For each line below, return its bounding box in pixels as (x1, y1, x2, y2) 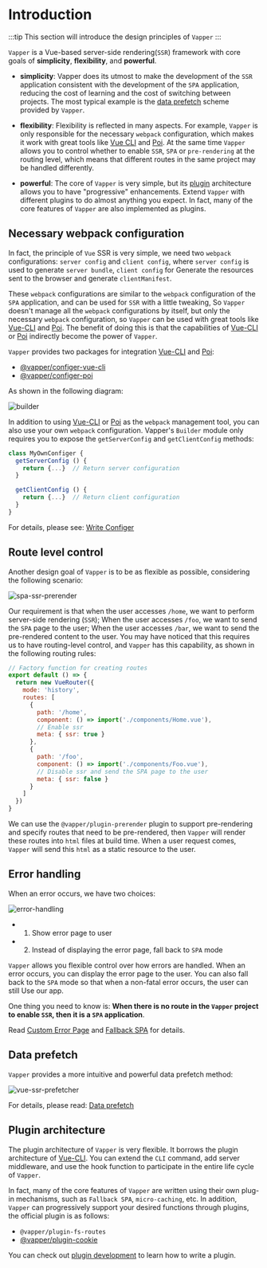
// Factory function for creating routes (8, 664, 148, 672)
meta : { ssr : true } (37, 731, 105, 739)
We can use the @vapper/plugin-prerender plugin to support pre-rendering (8, 819, 253, 829)
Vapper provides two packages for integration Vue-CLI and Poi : (8, 347, 215, 356)
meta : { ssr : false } (37, 775, 109, 783)
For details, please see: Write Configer (8, 522, 135, 532)
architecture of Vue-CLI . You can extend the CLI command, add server (8, 1153, 241, 1163)
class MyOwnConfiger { (8, 449, 84, 457)
